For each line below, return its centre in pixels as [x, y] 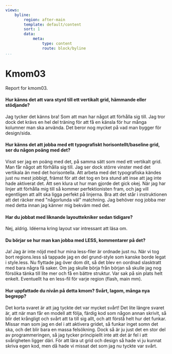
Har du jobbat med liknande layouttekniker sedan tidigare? [69, 217]
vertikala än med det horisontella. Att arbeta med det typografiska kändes [83, 172]
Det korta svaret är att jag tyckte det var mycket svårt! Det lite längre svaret [85, 308]
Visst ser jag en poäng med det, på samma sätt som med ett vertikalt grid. [83, 161]
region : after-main [45, 20]
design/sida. [18, 133]
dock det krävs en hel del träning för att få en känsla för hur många [76, 122]
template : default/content [53, 24]
